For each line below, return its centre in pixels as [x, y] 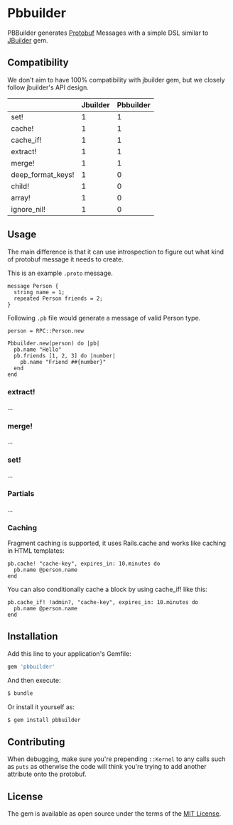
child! [20, 186]
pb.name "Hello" [38, 350]
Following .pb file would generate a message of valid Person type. [104, 318]
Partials [21, 494]
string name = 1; [39, 292]
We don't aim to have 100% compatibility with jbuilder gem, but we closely [116, 80]
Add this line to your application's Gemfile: [69, 653]
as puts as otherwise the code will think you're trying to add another [107, 767]
